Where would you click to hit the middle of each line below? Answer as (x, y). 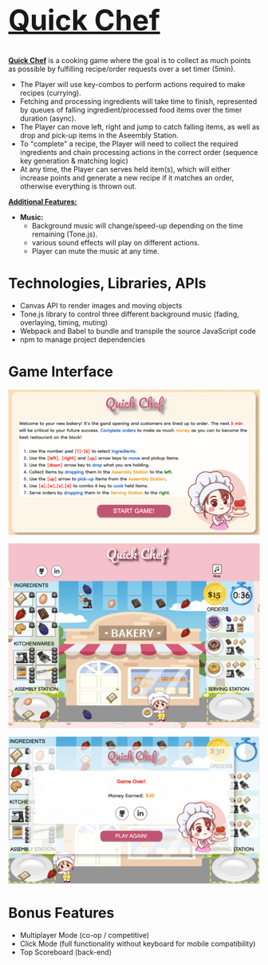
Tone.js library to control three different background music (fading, (129, 314)
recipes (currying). (50, 93)
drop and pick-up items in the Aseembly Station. (99, 135)
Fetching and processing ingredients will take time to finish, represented (138, 101)
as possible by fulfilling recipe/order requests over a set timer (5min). (122, 69)
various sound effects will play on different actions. (116, 242)
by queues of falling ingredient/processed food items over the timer (131, 109)
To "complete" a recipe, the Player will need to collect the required (129, 144)
